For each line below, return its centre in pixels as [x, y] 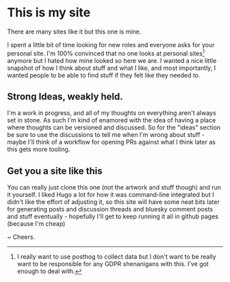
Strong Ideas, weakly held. [65, 96]
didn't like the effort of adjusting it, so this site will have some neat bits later [114, 202]
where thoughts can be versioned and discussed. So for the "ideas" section [114, 127]
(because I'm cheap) [36, 224]
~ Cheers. [21, 237]
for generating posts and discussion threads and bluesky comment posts [110, 209]
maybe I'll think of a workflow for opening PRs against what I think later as [111, 142]
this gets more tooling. [39, 149]
